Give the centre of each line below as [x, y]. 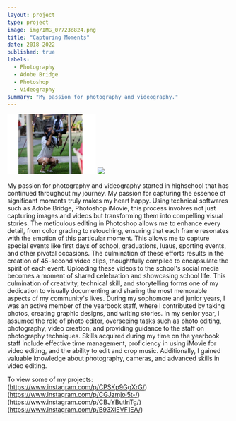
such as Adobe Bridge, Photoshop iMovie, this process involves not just [112, 208]
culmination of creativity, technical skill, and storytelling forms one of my [113, 283]
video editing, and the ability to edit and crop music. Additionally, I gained [114, 351]
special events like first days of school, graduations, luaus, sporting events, [117, 246]
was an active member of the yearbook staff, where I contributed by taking [116, 306]
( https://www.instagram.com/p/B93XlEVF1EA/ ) [75, 410]
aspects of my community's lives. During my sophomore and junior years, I [116, 298]
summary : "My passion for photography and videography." [93, 97]
